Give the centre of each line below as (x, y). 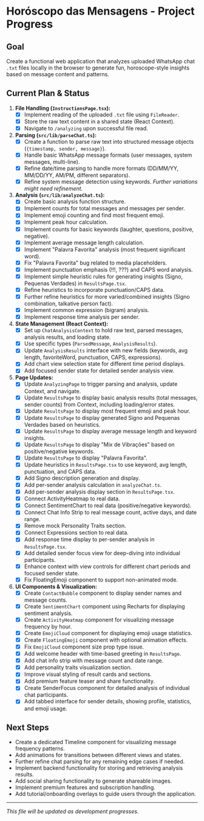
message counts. (46, 600)
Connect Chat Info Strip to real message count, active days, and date (110, 513)
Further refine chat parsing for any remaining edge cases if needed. (100, 762)
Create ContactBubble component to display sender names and (103, 593)
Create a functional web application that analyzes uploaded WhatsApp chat (101, 61)
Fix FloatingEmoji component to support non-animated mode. (101, 580)
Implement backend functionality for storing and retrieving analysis (99, 768)
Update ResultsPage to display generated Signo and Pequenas (102, 418)
